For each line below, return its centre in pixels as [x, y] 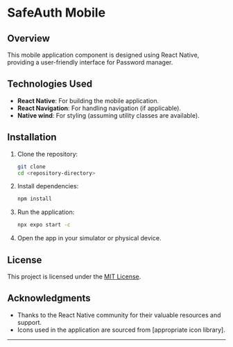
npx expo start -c [44, 225]
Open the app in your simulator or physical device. [89, 238]
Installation [32, 137]
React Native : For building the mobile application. [88, 100]
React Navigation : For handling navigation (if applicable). [99, 108]
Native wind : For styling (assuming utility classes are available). [108, 115]
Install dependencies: [48, 186]
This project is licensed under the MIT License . [74, 276]
